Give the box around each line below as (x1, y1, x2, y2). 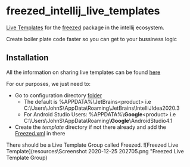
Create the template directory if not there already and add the (14, 123, 167, 131)
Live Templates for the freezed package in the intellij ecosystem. (6, 24, 165, 31)
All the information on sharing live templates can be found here (6, 69, 161, 76)
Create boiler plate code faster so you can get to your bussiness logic (6, 35, 177, 42)
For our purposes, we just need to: (6, 80, 91, 87)
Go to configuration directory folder (14, 91, 102, 99)
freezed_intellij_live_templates (6, 4, 160, 18)
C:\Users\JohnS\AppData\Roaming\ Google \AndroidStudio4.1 (23, 117, 173, 124)
